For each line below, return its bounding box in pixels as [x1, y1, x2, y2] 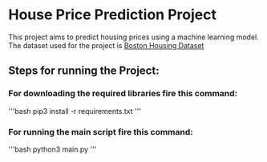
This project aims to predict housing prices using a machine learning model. [8, 32, 259, 42]
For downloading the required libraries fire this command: [8, 88, 238, 99]
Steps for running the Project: [8, 64, 160, 78]
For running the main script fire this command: [8, 126, 194, 137]
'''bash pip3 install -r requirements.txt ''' [8, 106, 142, 115]
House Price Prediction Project [8, 6, 216, 24]
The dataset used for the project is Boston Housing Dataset [8, 40, 204, 50]
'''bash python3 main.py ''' [8, 144, 97, 154]
